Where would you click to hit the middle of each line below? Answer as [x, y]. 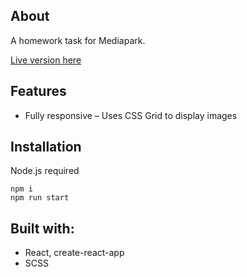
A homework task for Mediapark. [78, 40]
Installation [46, 147]
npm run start [40, 198]
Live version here [46, 60]
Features [38, 91]
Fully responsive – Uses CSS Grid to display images [131, 115]
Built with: [42, 228]
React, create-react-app [74, 253]
